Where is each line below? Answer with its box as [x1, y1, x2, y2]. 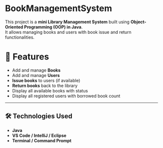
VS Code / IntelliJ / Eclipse [12, 133, 66, 138]
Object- [130, 19, 147, 25]
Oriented [5, 24, 23, 30]
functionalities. [5, 34, 35, 40]
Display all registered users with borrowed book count [12, 93, 120, 99]
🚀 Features [5, 51, 49, 62]
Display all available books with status [12, 88, 88, 93]
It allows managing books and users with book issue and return [5, 29, 132, 35]
